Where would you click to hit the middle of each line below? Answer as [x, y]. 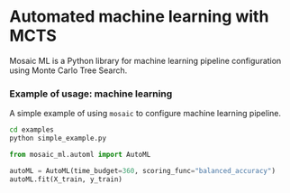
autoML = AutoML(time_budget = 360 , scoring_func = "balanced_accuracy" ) [143, 170]
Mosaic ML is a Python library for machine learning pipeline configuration [145, 60]
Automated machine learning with [139, 17]
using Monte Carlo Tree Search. [68, 70]
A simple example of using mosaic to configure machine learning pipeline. [145, 114]
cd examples [32, 130]
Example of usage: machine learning [91, 94]
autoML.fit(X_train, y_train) [66, 179]
